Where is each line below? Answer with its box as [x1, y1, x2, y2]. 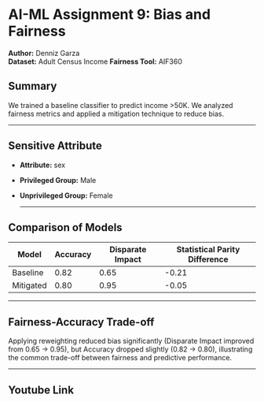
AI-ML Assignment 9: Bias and [8, 6, 211, 24]
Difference [188, 254, 229, 265]
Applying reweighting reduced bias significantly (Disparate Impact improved [8, 337, 255, 346]
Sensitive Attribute [8, 140, 102, 153]
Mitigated [12, 280, 47, 291]
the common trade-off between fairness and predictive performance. [8, 353, 233, 363]
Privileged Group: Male [19, 175, 97, 184]
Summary [8, 80, 57, 93]
